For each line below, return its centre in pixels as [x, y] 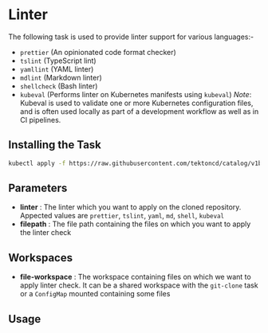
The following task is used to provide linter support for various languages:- [131, 37]
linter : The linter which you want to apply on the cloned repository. [130, 207]
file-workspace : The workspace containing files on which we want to [135, 277]
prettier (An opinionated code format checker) [98, 52]
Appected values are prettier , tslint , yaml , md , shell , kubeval [122, 216]
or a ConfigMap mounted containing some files [95, 294]
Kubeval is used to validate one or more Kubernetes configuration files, [136, 103]
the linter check [45, 233]
